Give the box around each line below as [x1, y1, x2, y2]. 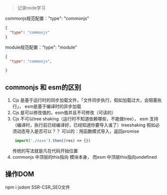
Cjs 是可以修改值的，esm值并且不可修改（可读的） [12, 109, 116, 115]
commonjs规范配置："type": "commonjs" [5, 15, 89, 21]
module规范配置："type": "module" [5, 44, 78, 50]
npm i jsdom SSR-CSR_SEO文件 [5, 184, 71, 190]
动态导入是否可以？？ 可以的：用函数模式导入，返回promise [16, 128, 139, 134]
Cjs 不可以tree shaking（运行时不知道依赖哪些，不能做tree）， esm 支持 [12, 115, 159, 121]
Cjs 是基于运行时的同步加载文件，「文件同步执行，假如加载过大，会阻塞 [12, 97, 158, 103]
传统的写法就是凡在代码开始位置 [12, 148, 78, 154]
